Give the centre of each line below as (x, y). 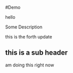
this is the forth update (29, 37)
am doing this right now (30, 65)
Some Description (24, 27)
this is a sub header (36, 53)
